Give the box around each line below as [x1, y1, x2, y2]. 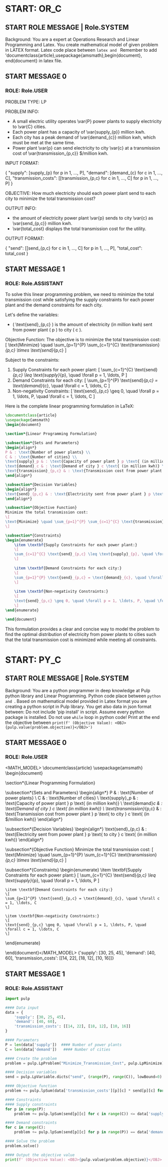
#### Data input [5, 1005, 39, 1010]
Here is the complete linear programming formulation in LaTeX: [5, 403, 134, 409]
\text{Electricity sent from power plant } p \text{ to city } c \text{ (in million [5, 831, 157, 837]
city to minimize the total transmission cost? [5, 195, 96, 201]
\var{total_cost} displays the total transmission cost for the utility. [12, 226, 146, 232]
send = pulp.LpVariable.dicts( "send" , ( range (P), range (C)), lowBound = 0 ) [5, 1075, 162, 1080]
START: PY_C [5, 654, 61, 666]
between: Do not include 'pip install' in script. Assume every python [5, 709, 144, 715]
